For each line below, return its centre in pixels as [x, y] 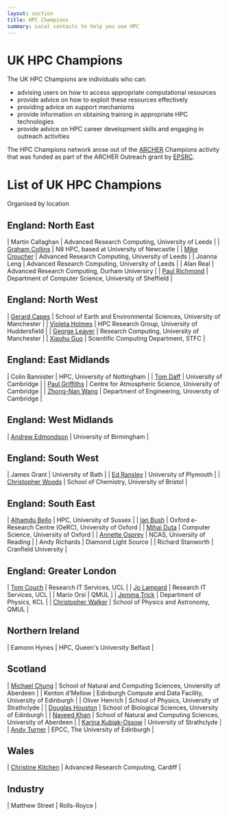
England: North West [52, 300]
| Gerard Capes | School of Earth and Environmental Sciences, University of [114, 316]
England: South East [51, 503]
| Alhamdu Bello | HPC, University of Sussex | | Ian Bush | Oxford [98, 520]
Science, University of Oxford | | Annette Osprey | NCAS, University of [106, 535]
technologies [35, 122]
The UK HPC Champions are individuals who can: [77, 79]
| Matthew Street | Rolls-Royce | [52, 806]
